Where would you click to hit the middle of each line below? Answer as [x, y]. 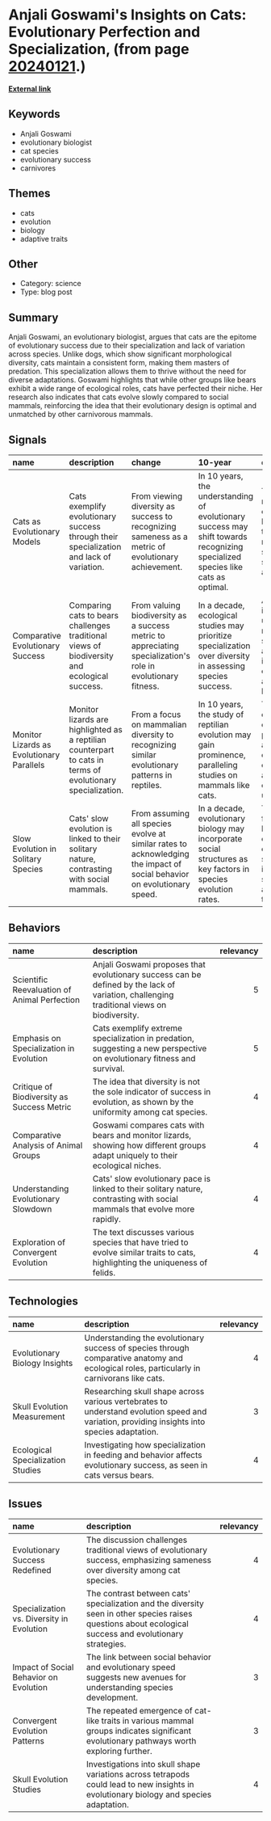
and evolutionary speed [131, 1667]
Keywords [34, 114]
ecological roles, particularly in [142, 1368]
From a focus [156, 714]
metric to [148, 636]
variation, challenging [133, 994]
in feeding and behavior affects [143, 1455]
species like [221, 567]
